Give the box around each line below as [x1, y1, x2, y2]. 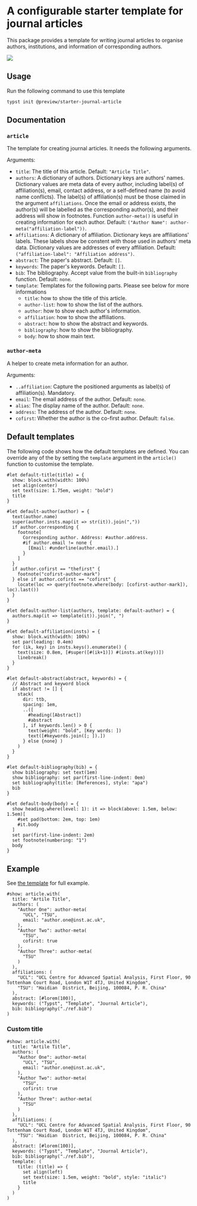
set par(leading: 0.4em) [12, 639, 74, 645]
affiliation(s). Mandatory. [15, 389, 76, 396]
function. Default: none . [15, 276, 72, 283]
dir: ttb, [22, 696, 47, 702]
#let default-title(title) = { [7, 472, 85, 478]
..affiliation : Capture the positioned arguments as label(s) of [15, 383, 171, 390]
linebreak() [17, 654, 47, 660]
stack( [17, 691, 34, 697]
